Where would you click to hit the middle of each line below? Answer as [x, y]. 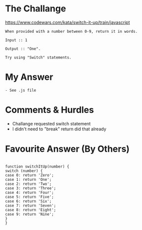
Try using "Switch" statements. [38, 57]
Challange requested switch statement [52, 123]
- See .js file [21, 90]
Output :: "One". [23, 49]
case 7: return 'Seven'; [31, 205]
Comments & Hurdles [50, 110]
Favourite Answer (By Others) [67, 149]
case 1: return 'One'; [28, 179]
